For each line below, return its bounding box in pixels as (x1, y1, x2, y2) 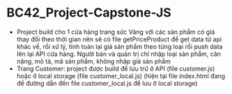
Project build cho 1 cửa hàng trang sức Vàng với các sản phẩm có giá (16, 28, 215, 36)
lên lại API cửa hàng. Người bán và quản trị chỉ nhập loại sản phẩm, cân (16, 50, 221, 58)
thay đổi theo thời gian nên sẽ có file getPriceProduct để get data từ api (16, 35, 222, 43)
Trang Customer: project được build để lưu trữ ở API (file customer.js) (16, 64, 215, 73)
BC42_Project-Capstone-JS (6, 5, 171, 21)
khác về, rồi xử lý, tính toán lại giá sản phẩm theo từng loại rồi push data (16, 42, 223, 50)
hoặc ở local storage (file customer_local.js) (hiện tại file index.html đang (16, 71, 226, 80)
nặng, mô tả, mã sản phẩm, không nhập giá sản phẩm (16, 57, 171, 65)
